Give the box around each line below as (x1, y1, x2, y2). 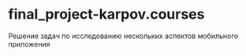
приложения (8, 39, 50, 48)
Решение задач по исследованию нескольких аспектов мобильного (8, 31, 239, 40)
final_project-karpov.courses (8, 5, 205, 23)
